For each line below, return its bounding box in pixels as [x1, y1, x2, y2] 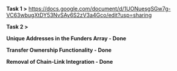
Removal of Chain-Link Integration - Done [6, 58, 113, 65]
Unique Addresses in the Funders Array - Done [6, 35, 127, 42]
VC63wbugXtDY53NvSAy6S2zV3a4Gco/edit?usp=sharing [6, 11, 152, 19]
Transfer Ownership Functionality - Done [6, 46, 112, 54]
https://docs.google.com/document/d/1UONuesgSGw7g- [28, 5, 171, 12]
